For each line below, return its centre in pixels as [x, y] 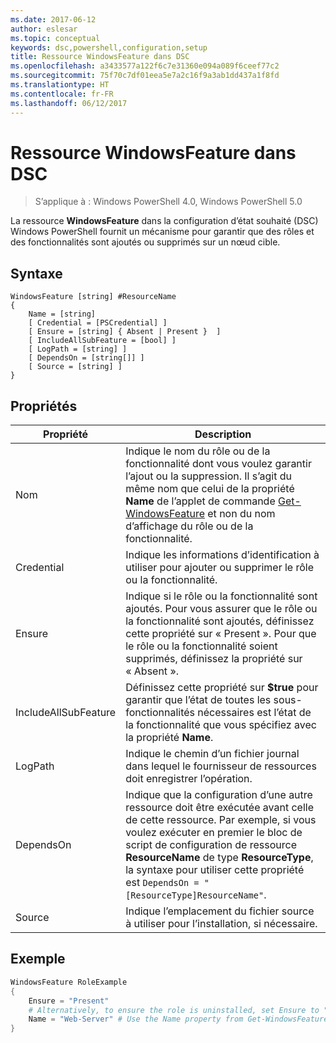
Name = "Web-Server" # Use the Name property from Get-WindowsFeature [178, 1019]
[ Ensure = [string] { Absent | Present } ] [125, 332]
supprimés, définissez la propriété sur [214, 659]
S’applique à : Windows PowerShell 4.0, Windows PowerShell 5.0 [168, 202]
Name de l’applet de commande [200, 501]
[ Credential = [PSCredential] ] [98, 323]
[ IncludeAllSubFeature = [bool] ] [102, 341]
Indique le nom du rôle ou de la [198, 451]
